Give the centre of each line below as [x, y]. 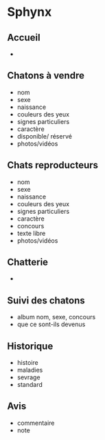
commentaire [36, 423]
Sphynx [30, 12]
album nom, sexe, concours [56, 317]
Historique [30, 346]
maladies [30, 370]
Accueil [24, 38]
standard [30, 385]
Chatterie [28, 262]
